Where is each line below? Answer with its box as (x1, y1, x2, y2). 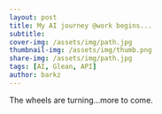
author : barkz (9, 71, 62, 80)
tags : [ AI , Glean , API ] (9, 63, 97, 72)
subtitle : (9, 29, 46, 38)
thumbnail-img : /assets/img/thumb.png (9, 46, 152, 55)
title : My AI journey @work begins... (9, 21, 152, 30)
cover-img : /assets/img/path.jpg (9, 37, 133, 47)
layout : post (9, 12, 58, 22)
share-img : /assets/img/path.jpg (9, 54, 133, 63)
